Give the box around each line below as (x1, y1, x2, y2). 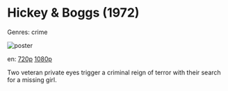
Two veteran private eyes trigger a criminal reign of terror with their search (7, 68, 221, 76)
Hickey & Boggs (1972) (7, 5, 140, 21)
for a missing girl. (7, 75, 57, 84)
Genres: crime (7, 28, 48, 36)
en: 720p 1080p (7, 54, 52, 63)
